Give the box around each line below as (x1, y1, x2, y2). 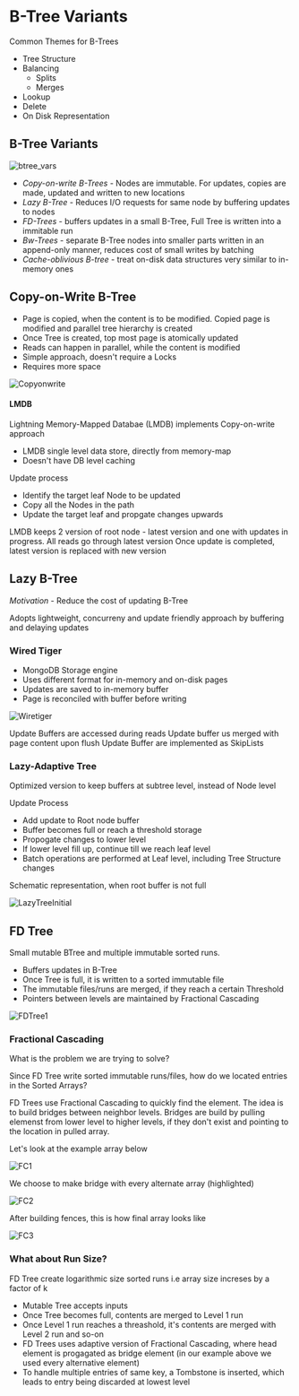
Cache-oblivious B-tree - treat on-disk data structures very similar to (21, 254, 278, 264)
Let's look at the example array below (9, 1143, 148, 1154)
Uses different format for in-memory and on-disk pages (21, 674, 228, 685)
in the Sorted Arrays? (9, 1080, 88, 1091)
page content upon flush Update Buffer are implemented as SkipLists (9, 737, 264, 748)
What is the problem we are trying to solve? (9, 1054, 170, 1064)
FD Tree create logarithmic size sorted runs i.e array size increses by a (9, 1273, 270, 1284)
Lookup (21, 91, 51, 102)
